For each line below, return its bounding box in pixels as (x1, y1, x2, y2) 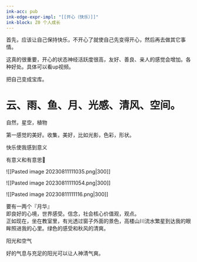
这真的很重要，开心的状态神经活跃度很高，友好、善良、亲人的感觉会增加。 (6, 56, 186, 63)
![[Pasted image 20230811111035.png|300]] (6, 168, 111, 175)
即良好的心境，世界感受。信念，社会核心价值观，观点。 (6, 210, 140, 217)
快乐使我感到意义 (6, 144, 47, 151)
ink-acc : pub (6, 8, 38, 15)
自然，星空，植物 (6, 119, 47, 126)
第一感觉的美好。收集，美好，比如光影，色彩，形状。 (6, 131, 135, 138)
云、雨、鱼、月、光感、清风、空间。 (6, 98, 181, 112)
